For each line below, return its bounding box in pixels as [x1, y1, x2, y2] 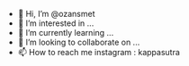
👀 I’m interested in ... [17, 18, 94, 29]
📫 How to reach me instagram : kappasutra [17, 47, 180, 57]
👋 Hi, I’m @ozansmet [17, 9, 95, 19]
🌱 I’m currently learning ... [17, 28, 114, 37]
